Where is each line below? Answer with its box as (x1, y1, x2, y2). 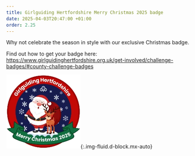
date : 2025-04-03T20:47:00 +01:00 (6, 15, 92, 22)
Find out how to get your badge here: (6, 50, 97, 57)
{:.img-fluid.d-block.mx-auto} (80, 143, 153, 150)
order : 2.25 (6, 22, 36, 28)
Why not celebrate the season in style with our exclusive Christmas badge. (6, 39, 190, 46)
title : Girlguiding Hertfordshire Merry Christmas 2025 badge (6, 9, 163, 15)
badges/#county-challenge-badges (6, 63, 94, 70)
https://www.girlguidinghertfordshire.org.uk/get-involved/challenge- (6, 57, 174, 64)
